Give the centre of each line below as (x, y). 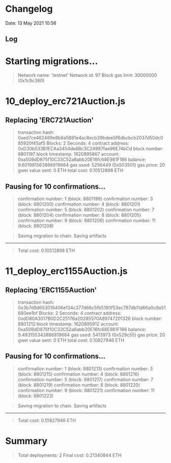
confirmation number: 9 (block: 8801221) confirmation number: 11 (86, 390)
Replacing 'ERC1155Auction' (51, 290)
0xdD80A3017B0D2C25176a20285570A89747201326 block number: (90, 319)
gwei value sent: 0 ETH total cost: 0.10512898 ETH (70, 170)
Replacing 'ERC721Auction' (50, 120)
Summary (26, 441)
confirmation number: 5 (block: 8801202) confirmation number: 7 (86, 210)
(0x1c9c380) (31, 81)
